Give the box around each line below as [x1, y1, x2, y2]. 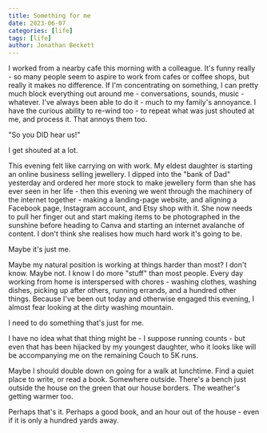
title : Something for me [8, 11, 91, 20]
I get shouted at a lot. [8, 146, 78, 155]
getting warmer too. [8, 391, 74, 401]
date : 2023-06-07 [8, 19, 66, 27]
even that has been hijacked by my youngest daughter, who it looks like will [8, 342, 257, 352]
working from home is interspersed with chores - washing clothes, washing [8, 277, 257, 287]
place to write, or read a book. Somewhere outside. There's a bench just [8, 375, 246, 384]
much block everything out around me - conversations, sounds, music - [8, 89, 245, 98]
